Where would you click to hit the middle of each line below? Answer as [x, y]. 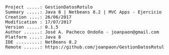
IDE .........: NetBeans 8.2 [41, 42]
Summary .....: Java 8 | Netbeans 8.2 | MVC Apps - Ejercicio [83, 12]
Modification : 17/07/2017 [38, 22]
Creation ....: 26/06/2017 [38, 17]
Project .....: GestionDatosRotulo [49, 7]
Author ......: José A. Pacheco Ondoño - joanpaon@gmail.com [82, 32]
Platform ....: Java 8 [33, 37]
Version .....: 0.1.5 [32, 27]
